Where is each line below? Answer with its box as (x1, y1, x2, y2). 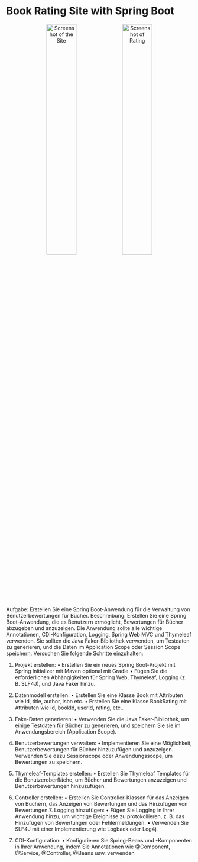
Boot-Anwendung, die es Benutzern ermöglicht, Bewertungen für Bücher (6, 618, 184, 625)
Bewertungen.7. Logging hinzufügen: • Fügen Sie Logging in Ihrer (14, 806, 175, 813)
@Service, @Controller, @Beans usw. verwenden (14, 849, 135, 856)
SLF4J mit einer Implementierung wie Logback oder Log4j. (14, 825, 158, 832)
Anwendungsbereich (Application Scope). (14, 728, 117, 735)
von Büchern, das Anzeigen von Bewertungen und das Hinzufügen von (14, 800, 188, 807)
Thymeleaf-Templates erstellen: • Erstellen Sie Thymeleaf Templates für (14, 770, 190, 777)
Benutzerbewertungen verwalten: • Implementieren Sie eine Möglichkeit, (14, 740, 192, 747)
